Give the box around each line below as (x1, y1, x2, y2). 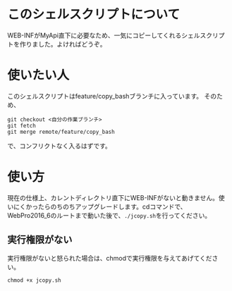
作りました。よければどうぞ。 (19, 39, 106, 48)
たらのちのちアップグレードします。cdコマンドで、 (37, 202, 187, 211)
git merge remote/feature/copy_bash (7, 128, 115, 135)
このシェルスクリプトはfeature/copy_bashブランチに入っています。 (7, 92, 203, 100)
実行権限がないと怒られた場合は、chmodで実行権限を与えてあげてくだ (7, 254, 212, 262)
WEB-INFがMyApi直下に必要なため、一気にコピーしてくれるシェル (7, 31, 200, 39)
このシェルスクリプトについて (7, 6, 181, 23)
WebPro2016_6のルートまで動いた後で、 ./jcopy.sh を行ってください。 (7, 211, 212, 219)
